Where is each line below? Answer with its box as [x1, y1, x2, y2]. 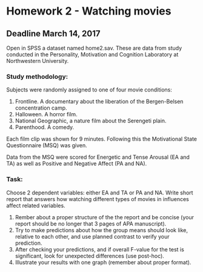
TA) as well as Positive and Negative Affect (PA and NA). [6, 160, 147, 167]
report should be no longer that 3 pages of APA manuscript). [15, 220, 167, 227]
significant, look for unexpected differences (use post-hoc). [15, 252, 165, 259]
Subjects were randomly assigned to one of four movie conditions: [6, 86, 173, 93]
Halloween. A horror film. [15, 111, 78, 118]
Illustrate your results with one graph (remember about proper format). [15, 259, 191, 266]
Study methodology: [6, 72, 68, 81]
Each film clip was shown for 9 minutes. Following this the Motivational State [6, 135, 198, 143]
